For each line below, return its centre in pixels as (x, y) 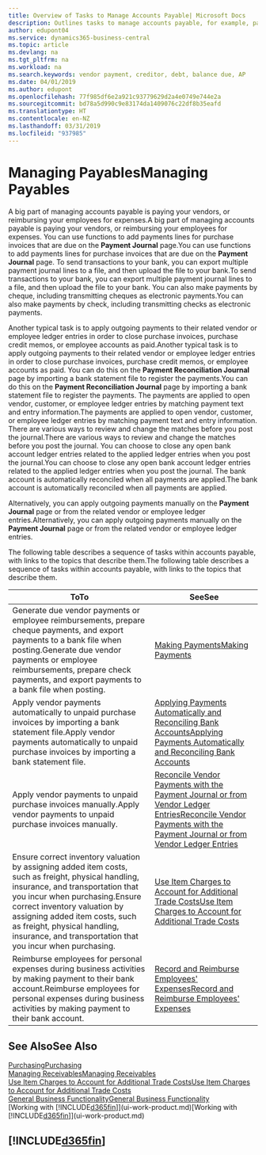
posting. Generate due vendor (67, 650)
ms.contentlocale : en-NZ (49, 119)
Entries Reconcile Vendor (200, 814)
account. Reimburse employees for (76, 989)
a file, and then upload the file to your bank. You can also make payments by (133, 287)
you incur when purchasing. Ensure (77, 896)
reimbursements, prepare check (72, 669)
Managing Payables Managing (108, 172)
